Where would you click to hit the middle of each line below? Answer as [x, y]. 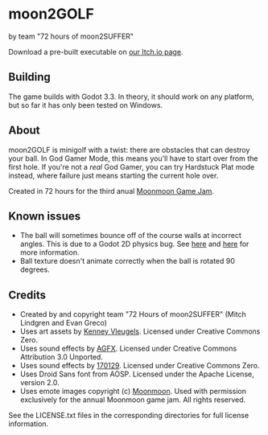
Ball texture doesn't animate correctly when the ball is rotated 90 [128, 261]
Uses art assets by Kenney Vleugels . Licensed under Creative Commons [140, 331]
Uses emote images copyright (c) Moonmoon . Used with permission [133, 392]
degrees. [35, 269]
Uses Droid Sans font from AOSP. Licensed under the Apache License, [137, 374]
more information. [49, 252]
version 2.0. [39, 383]
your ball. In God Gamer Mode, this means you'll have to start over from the [133, 158]
